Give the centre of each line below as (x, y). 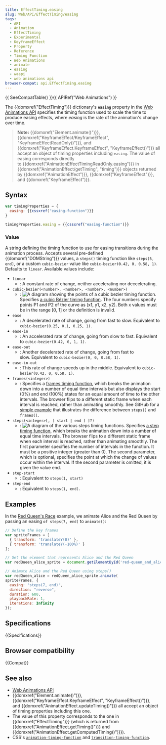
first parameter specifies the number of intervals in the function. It (87, 447)
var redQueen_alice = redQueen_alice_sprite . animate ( (62, 576)
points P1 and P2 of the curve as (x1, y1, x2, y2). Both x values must (88, 305)
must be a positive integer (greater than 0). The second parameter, (87, 452)
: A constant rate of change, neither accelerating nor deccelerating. (88, 284)
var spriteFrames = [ (27, 535)
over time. (15, 123)
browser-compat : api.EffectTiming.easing (48, 83)
